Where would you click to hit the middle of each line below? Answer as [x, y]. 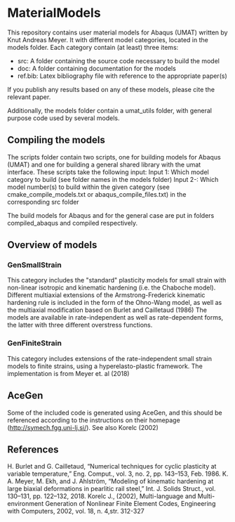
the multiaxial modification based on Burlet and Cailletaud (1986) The [107, 310]
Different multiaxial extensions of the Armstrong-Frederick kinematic [106, 295]
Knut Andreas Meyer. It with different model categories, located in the [108, 39]
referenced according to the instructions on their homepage [94, 420]
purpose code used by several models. [64, 118]
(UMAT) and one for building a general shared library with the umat [104, 164]
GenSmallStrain [34, 265]
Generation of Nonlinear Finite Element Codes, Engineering [130, 504]
